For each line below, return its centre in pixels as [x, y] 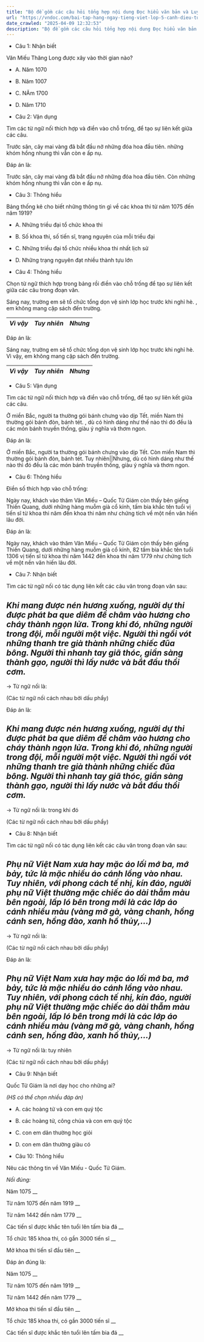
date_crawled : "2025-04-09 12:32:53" [54, 23]
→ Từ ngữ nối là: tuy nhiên [39, 1050]
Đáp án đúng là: [26, 1262]
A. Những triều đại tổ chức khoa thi [59, 225]
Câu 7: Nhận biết [36, 574]
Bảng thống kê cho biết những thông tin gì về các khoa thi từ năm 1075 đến [100, 206]
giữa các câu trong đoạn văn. [43, 290]
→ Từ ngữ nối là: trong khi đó [42, 810]
